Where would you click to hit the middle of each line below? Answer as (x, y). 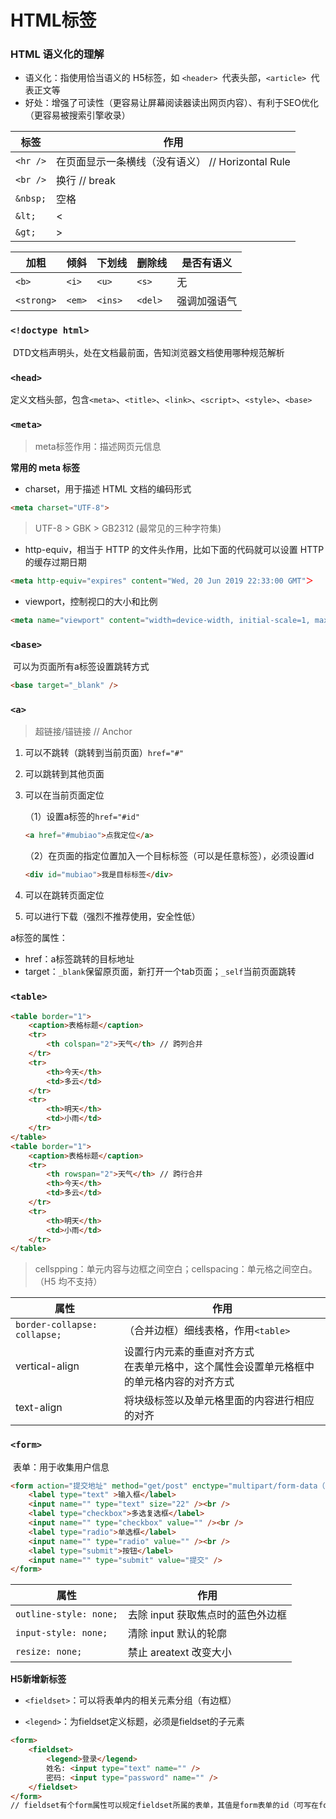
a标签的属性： (39, 938)
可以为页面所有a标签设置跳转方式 (81, 667)
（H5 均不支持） (68, 1282)
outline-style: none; (66, 1614)
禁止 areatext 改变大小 (179, 1653)
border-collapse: (56, 1325)
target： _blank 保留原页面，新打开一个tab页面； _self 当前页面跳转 (160, 972)
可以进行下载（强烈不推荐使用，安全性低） (112, 917)
